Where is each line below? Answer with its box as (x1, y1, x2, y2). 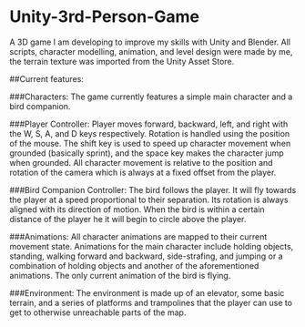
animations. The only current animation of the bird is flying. (9, 270, 231, 281)
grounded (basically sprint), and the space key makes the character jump (9, 148, 284, 158)
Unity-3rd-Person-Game (9, 6, 200, 27)
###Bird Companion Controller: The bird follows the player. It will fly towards (9, 184, 297, 195)
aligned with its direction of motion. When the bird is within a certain (9, 203, 266, 215)
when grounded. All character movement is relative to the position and (9, 157, 273, 168)
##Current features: (9, 73, 85, 84)
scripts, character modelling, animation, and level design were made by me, (9, 46, 293, 56)
